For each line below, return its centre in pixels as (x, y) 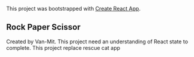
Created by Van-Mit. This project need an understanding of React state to (97, 42)
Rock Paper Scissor (44, 27)
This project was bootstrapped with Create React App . (74, 9)
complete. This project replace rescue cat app (63, 47)
